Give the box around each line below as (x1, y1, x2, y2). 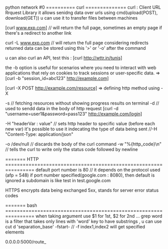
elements (5, 229, 25, 235)
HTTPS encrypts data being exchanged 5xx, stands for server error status (5, 187, 159, 193)
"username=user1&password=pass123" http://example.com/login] (5, 111, 142, 117)
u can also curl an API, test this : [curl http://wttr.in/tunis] (5, 55, 122, 61)
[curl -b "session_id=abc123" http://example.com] (5, 75, 109, 81)
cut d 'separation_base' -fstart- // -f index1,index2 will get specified (5, 224, 145, 229)
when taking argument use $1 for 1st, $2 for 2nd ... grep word (35, 213, 162, 219)
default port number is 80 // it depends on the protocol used (35, 167, 160, 173)
